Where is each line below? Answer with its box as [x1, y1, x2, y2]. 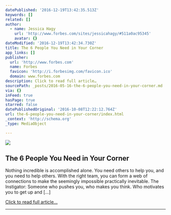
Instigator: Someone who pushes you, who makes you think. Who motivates [5, 184, 164, 190]
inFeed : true [5, 93, 33, 98]
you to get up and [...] [5, 189, 51, 195]
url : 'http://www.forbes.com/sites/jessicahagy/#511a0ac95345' [14, 31, 152, 36]
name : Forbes [10, 64, 38, 69]
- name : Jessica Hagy [10, 26, 56, 32]
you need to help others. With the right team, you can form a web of [5, 173, 148, 179]
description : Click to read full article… [5, 78, 97, 84]
